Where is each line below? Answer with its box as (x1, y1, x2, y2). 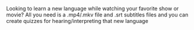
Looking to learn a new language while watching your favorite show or (6, 5, 179, 12)
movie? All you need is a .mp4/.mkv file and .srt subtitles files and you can (6, 11, 189, 18)
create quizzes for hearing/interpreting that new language (6, 18, 149, 24)
